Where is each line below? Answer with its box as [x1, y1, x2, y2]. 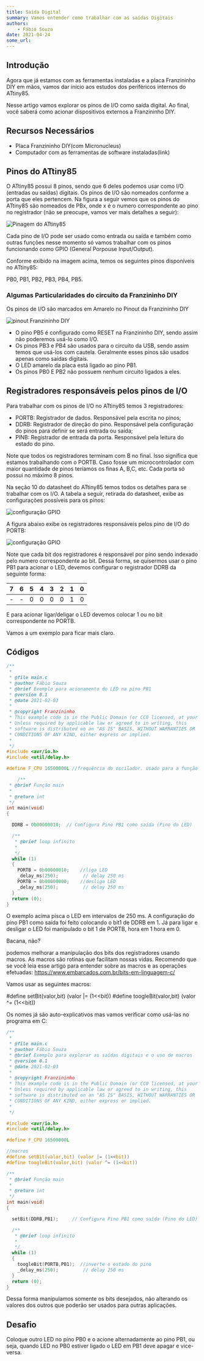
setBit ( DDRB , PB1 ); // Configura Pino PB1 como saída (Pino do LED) [12, 1216, 199, 1222]
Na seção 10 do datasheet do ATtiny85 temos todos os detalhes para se [6, 483, 187, 491]
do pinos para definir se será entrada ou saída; [15, 427, 133, 434]
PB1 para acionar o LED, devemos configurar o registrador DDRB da [6, 563, 177, 571]
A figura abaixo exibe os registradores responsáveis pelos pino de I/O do [6, 520, 190, 528]
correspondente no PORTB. [6, 617, 76, 625]
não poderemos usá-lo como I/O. [15, 335, 99, 342]
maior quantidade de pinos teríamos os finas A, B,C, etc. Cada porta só [6, 465, 185, 472]
